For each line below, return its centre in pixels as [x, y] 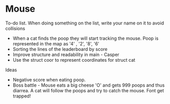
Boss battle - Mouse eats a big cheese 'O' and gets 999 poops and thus [89, 85]
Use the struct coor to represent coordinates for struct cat [74, 60]
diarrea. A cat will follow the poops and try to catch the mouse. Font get [88, 90]
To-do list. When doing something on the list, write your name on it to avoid [85, 23]
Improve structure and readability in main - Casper [66, 55]
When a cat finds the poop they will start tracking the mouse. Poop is [86, 38]
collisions [15, 28]
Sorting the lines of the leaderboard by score [60, 49]
